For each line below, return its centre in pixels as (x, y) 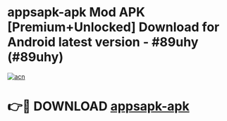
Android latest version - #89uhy (103, 42)
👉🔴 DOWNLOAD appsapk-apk (98, 107)
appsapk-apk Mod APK (76, 12)
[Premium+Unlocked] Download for (114, 27)
